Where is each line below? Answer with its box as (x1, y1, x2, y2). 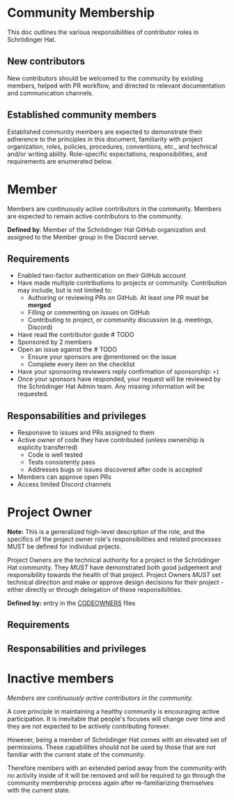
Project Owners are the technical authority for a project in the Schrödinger (7, 556, 221, 565)
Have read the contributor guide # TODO (17, 331, 134, 339)
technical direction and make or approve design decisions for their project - (7, 578, 224, 586)
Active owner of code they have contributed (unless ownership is (17, 436, 205, 444)
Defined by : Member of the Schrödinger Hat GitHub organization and (7, 225, 206, 234)
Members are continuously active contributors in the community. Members (7, 204, 221, 213)
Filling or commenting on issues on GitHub (27, 308, 150, 317)
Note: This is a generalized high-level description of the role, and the (7, 528, 205, 536)
